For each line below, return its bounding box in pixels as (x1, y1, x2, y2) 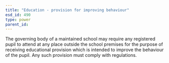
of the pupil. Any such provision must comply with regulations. (5, 52, 137, 58)
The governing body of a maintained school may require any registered (5, 36, 155, 42)
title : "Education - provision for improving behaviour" (5, 7, 130, 13)
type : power (5, 17, 31, 22)
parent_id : (5, 22, 29, 27)
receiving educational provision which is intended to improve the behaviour (5, 47, 164, 53)
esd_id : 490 (5, 12, 31, 17)
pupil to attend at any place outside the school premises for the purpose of (5, 41, 163, 48)
